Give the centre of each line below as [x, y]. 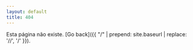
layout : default [27, 12]
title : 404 [20, 17]
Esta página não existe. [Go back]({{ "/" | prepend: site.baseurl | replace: [96, 34]
